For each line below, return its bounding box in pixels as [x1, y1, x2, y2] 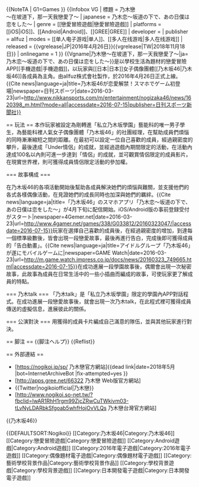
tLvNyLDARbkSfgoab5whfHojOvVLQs [14, 404, 107, 412]
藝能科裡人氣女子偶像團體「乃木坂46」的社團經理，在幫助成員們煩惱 [21, 129, 190, 135]
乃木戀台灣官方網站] [107, 404, 157, 412]
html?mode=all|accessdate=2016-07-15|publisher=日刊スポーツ [30, 101, 187, 108]
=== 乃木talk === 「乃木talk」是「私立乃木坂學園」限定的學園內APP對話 [6, 290, 184, 298]
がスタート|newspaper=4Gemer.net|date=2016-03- [6, 213, 133, 220]
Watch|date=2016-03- [111, 249, 167, 256]
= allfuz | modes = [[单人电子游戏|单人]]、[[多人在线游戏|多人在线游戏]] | [6, 36, 183, 42]
